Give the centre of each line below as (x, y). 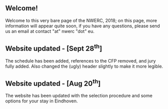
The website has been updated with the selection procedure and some (79, 96)
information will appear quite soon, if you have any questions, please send (83, 26)
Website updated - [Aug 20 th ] (53, 83)
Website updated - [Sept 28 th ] (54, 48)
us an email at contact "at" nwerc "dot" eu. (50, 31)
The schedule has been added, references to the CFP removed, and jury (80, 61)
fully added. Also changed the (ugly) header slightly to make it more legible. (84, 66)
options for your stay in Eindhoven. (41, 101)
